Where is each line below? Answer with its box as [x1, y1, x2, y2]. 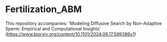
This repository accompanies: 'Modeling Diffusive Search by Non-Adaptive [5, 20, 162, 26]
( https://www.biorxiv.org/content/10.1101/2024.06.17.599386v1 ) [5, 31, 137, 37]
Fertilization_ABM [5, 4, 82, 15]
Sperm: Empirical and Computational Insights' [5, 25, 101, 31]
